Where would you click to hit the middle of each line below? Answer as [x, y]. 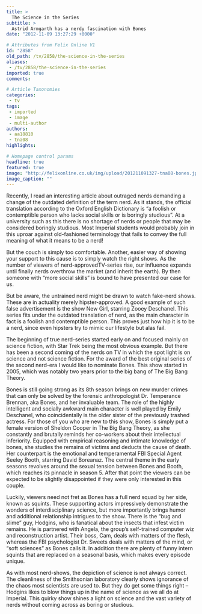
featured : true [25, 167]
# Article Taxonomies [33, 90]
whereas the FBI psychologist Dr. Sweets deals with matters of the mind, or [99, 542]
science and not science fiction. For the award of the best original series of [99, 359]
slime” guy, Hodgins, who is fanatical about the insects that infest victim [95, 523]
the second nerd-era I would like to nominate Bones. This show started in [97, 365]
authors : [17, 129]
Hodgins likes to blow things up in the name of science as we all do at [93, 592]
